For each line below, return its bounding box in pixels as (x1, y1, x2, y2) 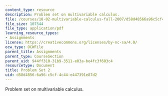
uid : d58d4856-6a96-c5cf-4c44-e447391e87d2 (5, 72, 97, 77)
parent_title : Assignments (5, 49, 61, 54)
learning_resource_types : (5, 30, 59, 35)
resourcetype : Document (5, 63, 55, 68)
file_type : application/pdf (5, 26, 64, 31)
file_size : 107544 (5, 21, 43, 26)
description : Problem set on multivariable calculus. (5, 12, 120, 17)
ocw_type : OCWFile (5, 44, 43, 49)
